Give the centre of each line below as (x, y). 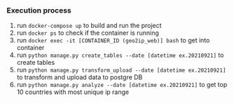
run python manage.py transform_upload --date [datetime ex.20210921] (121, 70)
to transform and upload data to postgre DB (80, 77)
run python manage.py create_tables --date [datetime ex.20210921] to (120, 55)
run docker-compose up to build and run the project (89, 26)
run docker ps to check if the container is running (88, 33)
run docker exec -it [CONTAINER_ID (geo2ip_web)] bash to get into (113, 40)
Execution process (39, 10)
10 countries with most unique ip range (73, 92)
